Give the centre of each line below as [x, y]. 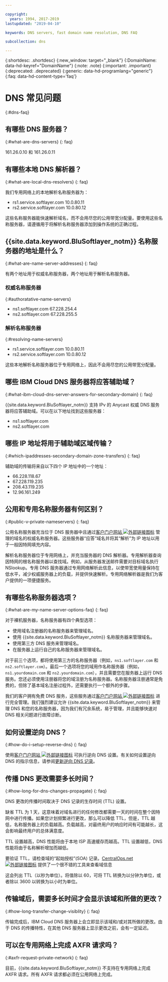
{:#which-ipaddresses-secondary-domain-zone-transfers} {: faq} [73, 456]
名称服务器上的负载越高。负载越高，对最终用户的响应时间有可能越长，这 [88, 824]
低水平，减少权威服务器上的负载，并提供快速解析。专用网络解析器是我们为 [82, 574]
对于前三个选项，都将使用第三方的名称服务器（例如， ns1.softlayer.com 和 [82, 661]
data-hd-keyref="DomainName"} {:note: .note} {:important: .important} [78, 66]
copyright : [16, 14]
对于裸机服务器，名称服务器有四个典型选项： [51, 620]
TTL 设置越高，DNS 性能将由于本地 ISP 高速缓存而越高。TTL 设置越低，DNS [84, 841]
